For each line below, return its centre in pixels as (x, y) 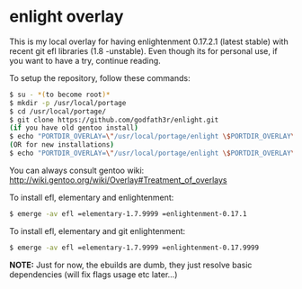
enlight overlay (67, 17)
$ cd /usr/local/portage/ (58, 111)
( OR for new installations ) (62, 145)
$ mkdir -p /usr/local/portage (68, 103)
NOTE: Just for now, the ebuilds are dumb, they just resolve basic (131, 265)
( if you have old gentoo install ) (74, 128)
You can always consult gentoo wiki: (77, 170)
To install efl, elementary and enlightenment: (92, 197)
